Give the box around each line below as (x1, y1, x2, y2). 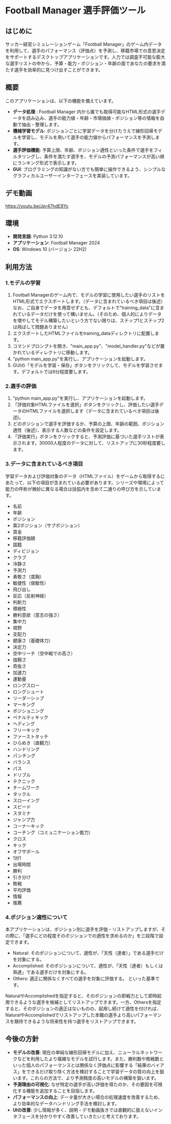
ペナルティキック (12, 714, 48, 720)
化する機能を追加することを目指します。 (12, 1088, 98, 1094)
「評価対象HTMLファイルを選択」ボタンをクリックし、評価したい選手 (12, 402, 159, 408)
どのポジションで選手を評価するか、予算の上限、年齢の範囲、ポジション (12, 421, 164, 427)
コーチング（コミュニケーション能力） (12, 829, 93, 835)
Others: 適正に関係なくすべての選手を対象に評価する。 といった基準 (12, 976, 155, 982)
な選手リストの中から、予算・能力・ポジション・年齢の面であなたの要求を (5, 60, 161, 67)
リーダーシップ (12, 695, 44, 701)
